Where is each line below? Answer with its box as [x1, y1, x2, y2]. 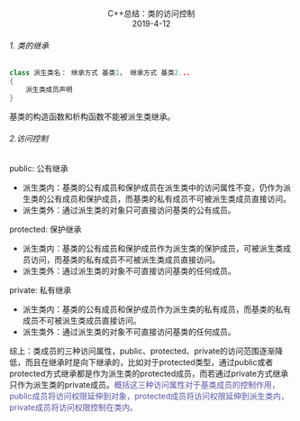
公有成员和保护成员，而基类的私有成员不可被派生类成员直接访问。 [46, 193, 291, 204]
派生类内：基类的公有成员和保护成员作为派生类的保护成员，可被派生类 [22, 243, 284, 253]
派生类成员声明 [25, 85, 73, 94]
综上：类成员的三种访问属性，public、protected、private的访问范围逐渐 [9, 345, 276, 356]
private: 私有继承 [9, 284, 72, 295]
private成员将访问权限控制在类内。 [9, 401, 138, 412]
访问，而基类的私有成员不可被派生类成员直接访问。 [30, 254, 221, 265]
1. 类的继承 [9, 40, 50, 50]
